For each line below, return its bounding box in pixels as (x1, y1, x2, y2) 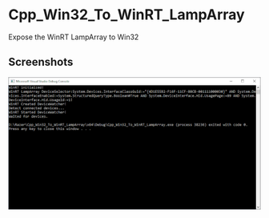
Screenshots (8, 55, 74, 69)
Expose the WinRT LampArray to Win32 (8, 32, 139, 42)
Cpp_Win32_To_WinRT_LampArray (8, 6, 246, 24)
